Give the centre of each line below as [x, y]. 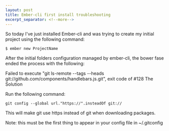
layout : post [19, 10]
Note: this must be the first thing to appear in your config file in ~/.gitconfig [84, 123]
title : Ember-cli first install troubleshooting [58, 15]
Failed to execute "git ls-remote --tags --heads [55, 73]
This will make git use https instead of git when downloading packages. [80, 113]
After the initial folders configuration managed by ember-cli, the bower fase [85, 58]
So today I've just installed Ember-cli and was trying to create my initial [80, 34]
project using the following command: [45, 39]
